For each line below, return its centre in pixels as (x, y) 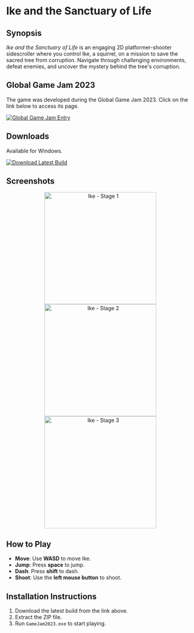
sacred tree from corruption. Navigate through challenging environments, (96, 60)
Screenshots (30, 181)
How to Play (29, 544)
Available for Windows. (34, 151)
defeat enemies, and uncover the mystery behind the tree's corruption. (93, 66)
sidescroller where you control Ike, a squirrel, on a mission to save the (92, 54)
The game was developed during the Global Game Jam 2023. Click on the (97, 99)
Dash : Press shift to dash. (47, 571)
